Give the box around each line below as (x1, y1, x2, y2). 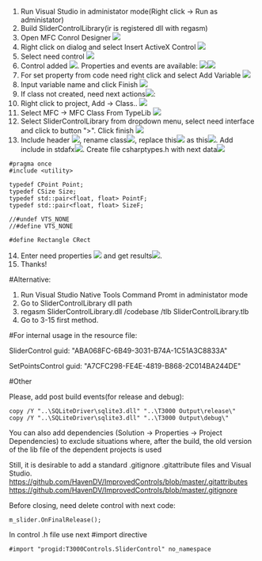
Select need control (20, 51, 85, 61)
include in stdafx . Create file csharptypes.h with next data (20, 145, 218, 154)
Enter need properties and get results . (20, 251, 163, 260)
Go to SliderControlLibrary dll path (20, 298, 133, 308)
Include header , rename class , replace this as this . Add (20, 135, 234, 145)
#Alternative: (9, 275, 51, 284)
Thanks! (20, 260, 47, 268)
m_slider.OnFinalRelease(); (9, 516, 102, 524)
